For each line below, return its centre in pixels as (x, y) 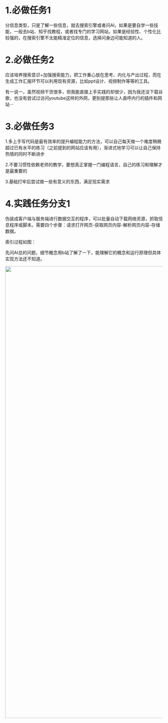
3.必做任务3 (30, 127)
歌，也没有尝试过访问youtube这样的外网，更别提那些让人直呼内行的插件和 (81, 98)
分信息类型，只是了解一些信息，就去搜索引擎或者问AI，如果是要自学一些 (79, 25)
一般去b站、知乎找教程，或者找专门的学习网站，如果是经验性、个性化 (85, 31)
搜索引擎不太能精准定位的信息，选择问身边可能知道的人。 (86, 38)
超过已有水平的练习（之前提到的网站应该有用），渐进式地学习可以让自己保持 (83, 147)
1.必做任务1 (28, 10)
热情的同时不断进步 (25, 154)
